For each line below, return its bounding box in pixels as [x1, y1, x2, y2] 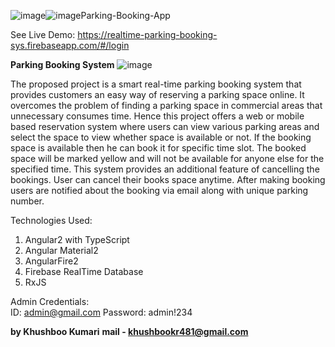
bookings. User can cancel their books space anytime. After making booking [10, 174, 326, 185]
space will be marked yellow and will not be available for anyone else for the [10, 153, 325, 164]
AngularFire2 [24, 255, 79, 267]
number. [10, 195, 45, 207]
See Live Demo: [10, 29, 76, 40]
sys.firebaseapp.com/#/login [10, 40, 130, 51]
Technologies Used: [10, 215, 93, 226]
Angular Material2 [24, 245, 99, 256]
